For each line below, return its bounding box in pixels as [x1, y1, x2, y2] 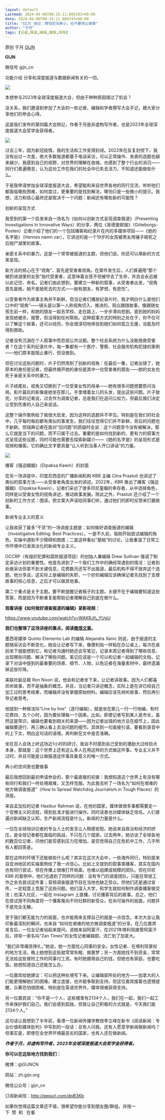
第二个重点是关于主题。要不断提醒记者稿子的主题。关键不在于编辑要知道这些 [5, 589, 160, 594]
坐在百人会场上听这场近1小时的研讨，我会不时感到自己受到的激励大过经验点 [5, 741, 158, 746]
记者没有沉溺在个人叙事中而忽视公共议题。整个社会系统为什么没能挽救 [5, 338, 147, 343]
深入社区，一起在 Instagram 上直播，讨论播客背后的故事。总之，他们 [18, 892, 157, 897]
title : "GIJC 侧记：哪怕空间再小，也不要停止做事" [5, 21, 98, 26]
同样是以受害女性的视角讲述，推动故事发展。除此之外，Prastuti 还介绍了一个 [5, 491, 160, 497]
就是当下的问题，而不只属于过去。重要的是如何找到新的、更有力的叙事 [13, 430, 156, 436]
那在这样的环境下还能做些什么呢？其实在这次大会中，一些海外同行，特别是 [5, 855, 156, 861]
